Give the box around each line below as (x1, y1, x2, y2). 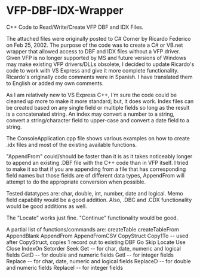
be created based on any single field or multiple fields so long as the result (6, 104, 190, 111)
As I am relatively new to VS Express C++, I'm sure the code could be (6, 91, 177, 98)
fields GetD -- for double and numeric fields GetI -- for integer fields (6, 251, 174, 258)
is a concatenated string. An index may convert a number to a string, (6, 110, 175, 118)
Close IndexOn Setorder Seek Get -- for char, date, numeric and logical (6, 245, 181, 252)
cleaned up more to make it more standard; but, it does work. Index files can (6, 97, 194, 105)
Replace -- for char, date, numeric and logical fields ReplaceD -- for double (6, 257, 191, 264)
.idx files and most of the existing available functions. (6, 141, 137, 148)
